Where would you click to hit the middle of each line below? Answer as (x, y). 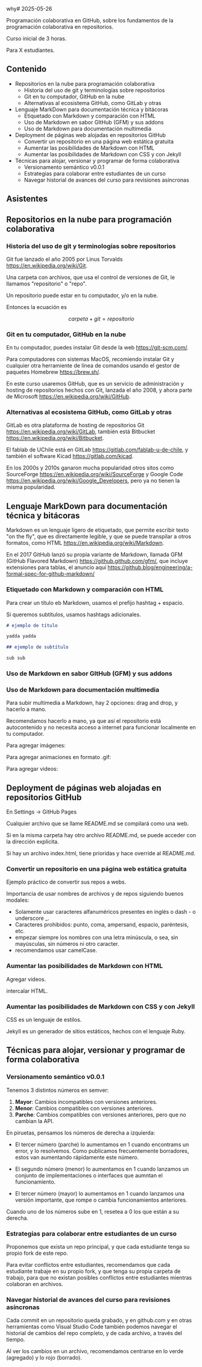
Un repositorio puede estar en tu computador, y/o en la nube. (82, 295)
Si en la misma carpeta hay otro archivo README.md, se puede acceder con (101, 835)
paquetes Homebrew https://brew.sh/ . (53, 372)
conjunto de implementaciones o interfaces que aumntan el (89, 1175)
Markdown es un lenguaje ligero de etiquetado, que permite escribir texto (97, 530)
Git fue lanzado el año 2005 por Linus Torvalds (65, 259)
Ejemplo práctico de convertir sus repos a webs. (66, 882)
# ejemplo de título (32, 625)
